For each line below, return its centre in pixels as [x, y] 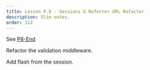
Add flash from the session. [40, 62]
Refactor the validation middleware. [50, 51]
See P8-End [21, 39]
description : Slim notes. [38, 17]
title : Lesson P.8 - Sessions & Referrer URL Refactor [75, 11]
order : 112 [20, 22]
